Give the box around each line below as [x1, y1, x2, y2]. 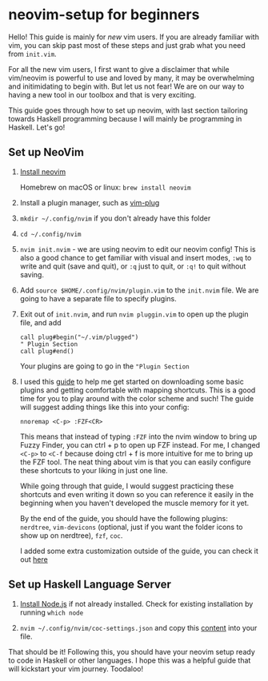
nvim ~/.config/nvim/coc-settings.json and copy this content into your [19, 623, 258, 632]
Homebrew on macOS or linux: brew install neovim [19, 182, 191, 192]
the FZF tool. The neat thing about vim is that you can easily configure [19, 457, 251, 467]
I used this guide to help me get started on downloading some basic [19, 376, 244, 386]
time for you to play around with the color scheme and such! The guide [19, 393, 254, 403]
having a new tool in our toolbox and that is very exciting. [8, 90, 197, 99]
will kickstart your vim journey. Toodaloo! [8, 663, 144, 673]
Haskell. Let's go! [8, 122, 66, 132]
